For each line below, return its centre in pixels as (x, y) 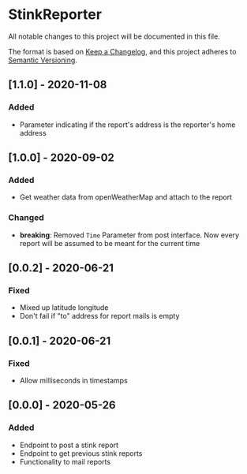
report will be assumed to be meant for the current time (110, 243)
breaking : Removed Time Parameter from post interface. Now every (129, 235)
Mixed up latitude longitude (64, 308)
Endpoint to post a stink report (69, 445)
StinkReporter (55, 15)
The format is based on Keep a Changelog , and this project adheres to (122, 51)
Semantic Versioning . (43, 60)
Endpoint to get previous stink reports (81, 453)
